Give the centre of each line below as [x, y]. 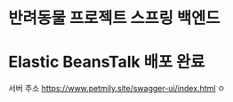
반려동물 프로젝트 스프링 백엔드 [114, 18]
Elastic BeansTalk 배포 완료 [107, 62]
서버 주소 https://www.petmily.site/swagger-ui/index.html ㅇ [117, 89]
